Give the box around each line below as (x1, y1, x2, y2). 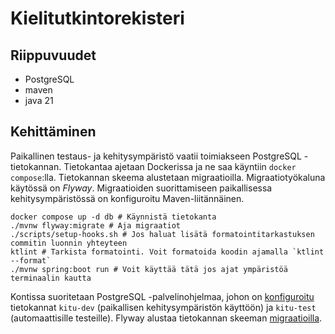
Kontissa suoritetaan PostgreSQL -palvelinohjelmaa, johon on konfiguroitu (10, 290, 315, 302)
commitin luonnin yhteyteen (10, 238, 128, 248)
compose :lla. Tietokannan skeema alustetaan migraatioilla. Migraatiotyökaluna (10, 171, 326, 183)
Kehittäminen (10, 123, 97, 141)
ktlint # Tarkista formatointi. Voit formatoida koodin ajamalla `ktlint (10, 247, 325, 257)
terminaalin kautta (10, 273, 92, 283)
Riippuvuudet (10, 47, 97, 64)
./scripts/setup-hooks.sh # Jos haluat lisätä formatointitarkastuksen (10, 229, 315, 239)
